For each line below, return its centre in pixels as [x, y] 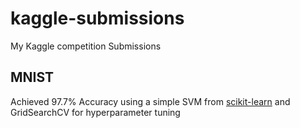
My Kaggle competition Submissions [86, 46]
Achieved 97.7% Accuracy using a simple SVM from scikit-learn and [150, 101]
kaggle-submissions [97, 18]
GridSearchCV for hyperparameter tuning [95, 112]
